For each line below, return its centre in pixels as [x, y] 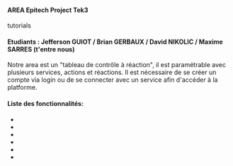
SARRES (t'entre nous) [41, 49]
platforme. [22, 88]
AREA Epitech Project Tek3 [48, 10]
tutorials [19, 25]
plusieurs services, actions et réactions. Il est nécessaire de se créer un [112, 72]
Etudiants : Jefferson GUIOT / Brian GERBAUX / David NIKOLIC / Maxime [115, 42]
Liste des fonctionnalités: [45, 103]
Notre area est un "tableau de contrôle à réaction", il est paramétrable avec [117, 65]
